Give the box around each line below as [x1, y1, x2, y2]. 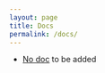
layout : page [9, 12, 58, 22]
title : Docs [9, 21, 54, 30]
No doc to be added [22, 54, 97, 65]
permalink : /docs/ [9, 29, 78, 38]
